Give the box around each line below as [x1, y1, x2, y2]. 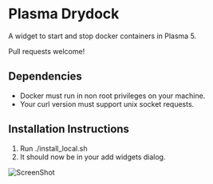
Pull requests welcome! [8, 46, 85, 56]
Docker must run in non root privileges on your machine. [19, 91, 206, 100]
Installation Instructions [8, 123, 130, 136]
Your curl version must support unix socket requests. [19, 99, 195, 108]
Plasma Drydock [8, 5, 120, 23]
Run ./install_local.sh [19, 143, 88, 153]
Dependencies [8, 69, 82, 84]
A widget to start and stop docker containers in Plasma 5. [8, 31, 197, 41]
